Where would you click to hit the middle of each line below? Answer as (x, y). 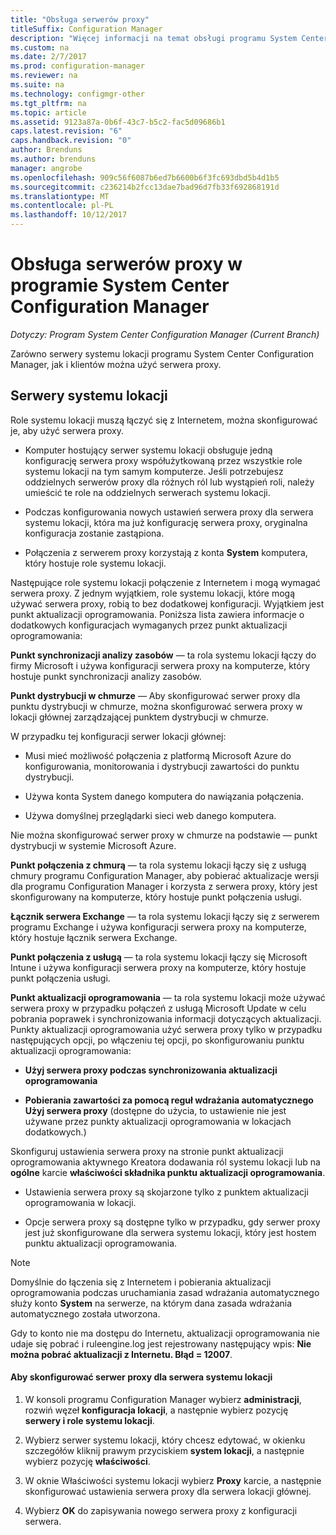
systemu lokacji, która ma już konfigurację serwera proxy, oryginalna (166, 522)
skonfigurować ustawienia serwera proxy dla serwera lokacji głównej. (168, 1491)
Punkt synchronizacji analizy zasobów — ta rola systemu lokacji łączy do (163, 655)
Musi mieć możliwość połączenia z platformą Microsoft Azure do (158, 755)
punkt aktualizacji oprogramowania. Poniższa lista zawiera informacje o (157, 614)
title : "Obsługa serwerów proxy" (80, 19)
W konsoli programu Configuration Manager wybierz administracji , (163, 1399)
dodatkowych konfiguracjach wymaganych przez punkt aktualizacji (149, 625)
